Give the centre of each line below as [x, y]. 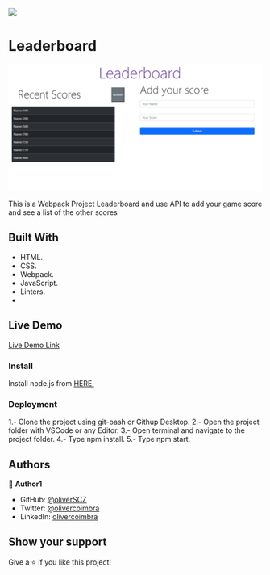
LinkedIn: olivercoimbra [59, 516]
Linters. [33, 292]
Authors [29, 464]
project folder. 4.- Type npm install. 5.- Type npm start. [100, 439]
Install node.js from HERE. [51, 383]
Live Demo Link [34, 345]
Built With [33, 238]
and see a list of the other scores [63, 212]
